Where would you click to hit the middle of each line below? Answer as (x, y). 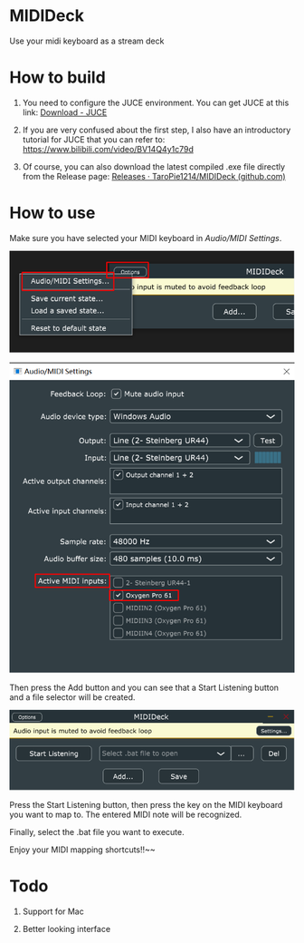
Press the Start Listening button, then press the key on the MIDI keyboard (146, 805)
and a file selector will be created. (72, 697)
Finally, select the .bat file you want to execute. (97, 832)
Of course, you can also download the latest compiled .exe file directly (154, 166)
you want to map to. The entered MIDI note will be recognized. (126, 815)
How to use (52, 213)
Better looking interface (66, 929)
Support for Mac (53, 911)
